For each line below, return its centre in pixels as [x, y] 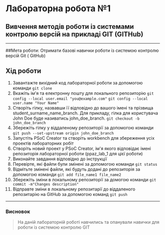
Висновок [18, 212]
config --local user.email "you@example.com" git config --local [80, 99]
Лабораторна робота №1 [58, 9]
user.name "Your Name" [36, 103]
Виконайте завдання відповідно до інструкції [60, 159]
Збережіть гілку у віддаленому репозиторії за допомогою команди [83, 128]
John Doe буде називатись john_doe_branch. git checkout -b [76, 118]
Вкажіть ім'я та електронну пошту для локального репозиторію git [83, 93]
